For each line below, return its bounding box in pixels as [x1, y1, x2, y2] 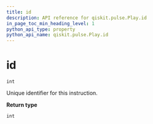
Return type [6, 101, 38, 109]
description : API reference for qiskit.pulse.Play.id [6, 15, 147, 21]
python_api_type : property [6, 26, 76, 33]
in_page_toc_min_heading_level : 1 [6, 20, 95, 26]
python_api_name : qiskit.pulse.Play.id [6, 32, 109, 38]
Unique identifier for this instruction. [6, 90, 98, 97]
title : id [6, 9, 32, 15]
